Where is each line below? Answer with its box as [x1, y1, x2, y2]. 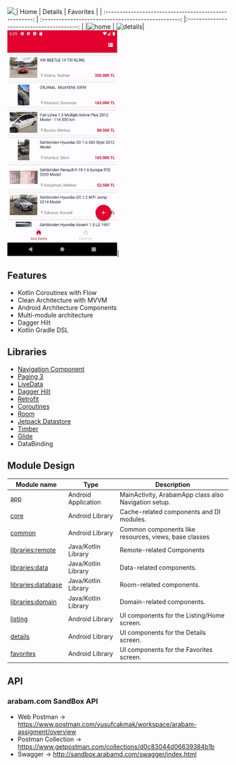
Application [67, 498, 101, 506]
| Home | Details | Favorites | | [15, 8, 103, 15]
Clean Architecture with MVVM [17, 296, 107, 304]
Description [155, 480, 191, 488]
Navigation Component [17, 365, 85, 373]
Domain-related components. [119, 598, 206, 606]
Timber [17, 424, 39, 433]
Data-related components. [119, 563, 197, 572]
